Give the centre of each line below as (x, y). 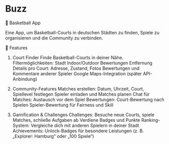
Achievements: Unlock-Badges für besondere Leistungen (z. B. (78, 131)
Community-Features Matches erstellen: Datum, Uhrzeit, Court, (78, 88)
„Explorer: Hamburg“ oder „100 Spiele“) (53, 136)
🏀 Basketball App (23, 23)
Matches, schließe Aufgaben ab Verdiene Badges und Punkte (76, 120)
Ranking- (151, 120)
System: (21, 125)
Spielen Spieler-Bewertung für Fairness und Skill (63, 105)
